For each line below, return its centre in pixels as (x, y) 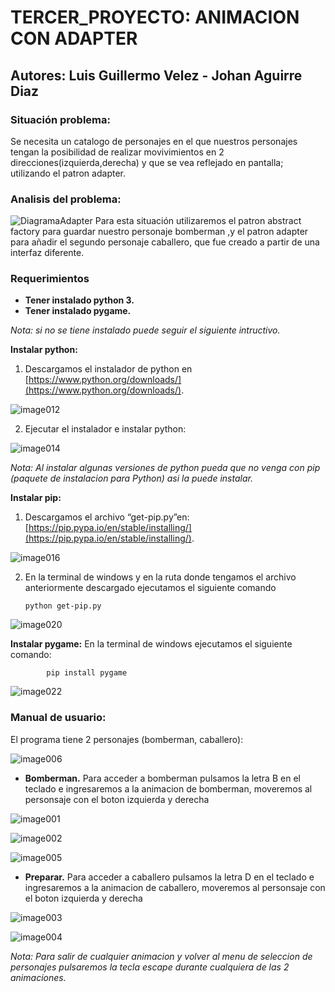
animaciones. (38, 977)
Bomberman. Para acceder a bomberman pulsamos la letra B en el (162, 778)
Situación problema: (60, 119)
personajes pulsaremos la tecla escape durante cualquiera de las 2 (150, 967)
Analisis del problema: (66, 199)
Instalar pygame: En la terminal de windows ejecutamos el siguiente (151, 644)
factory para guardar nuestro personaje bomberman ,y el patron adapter (159, 232)
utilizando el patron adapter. (68, 173)
